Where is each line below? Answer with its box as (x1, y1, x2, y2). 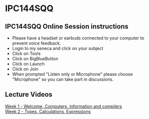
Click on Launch (12, 61, 45, 67)
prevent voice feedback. (12, 40, 61, 46)
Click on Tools (12, 51, 41, 56)
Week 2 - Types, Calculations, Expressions (5, 108, 91, 114)
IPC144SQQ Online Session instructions (5, 22, 129, 31)
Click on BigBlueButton (12, 56, 58, 61)
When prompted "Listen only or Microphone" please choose (12, 71, 133, 77)
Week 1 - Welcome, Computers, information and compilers (5, 103, 122, 109)
